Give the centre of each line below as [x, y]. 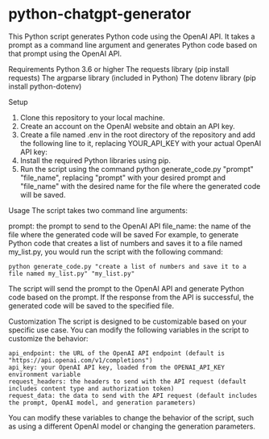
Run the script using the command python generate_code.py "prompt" [137, 169]
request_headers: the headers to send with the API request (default [128, 381]
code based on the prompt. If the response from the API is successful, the [131, 297]
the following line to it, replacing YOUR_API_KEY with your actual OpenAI [141, 143]
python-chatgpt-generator [100, 14]
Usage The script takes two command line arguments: [98, 210]
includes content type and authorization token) [91, 388]
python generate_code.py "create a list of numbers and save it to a [128, 266]
